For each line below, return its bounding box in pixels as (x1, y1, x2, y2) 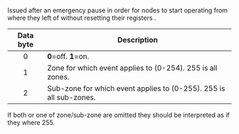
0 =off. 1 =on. (47, 51, 90, 61)
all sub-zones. (47, 93, 96, 102)
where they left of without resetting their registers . (7, 14, 156, 22)
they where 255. (7, 118, 55, 127)
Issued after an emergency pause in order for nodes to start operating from (7, 6, 228, 14)
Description (117, 35, 158, 45)
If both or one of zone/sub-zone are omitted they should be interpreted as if (7, 110, 230, 119)
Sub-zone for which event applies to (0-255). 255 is (47, 83, 225, 93)
